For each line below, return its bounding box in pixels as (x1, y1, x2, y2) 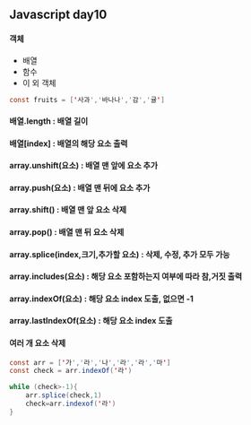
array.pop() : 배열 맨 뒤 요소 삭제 (9, 227, 125, 238)
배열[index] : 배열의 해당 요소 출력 (9, 138, 128, 149)
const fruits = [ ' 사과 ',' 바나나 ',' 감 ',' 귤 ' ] (9, 95, 166, 104)
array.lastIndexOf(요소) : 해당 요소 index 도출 (9, 316, 173, 326)
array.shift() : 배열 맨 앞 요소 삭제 (9, 204, 127, 215)
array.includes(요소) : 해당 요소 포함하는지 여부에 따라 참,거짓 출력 (9, 271, 243, 282)
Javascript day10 (9, 7, 108, 22)
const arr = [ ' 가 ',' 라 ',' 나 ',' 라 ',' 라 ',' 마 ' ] (9, 358, 171, 367)
